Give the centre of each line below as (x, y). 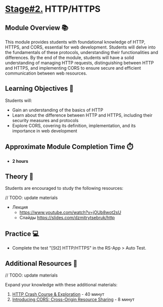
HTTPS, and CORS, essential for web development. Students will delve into (81, 47)
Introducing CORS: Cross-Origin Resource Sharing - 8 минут (73, 300)
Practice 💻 (22, 234)
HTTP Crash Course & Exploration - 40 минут (58, 294)
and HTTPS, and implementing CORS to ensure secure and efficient (73, 68)
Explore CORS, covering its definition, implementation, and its (74, 126)
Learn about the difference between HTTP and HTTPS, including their (82, 115)
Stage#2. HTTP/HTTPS (53, 9)
